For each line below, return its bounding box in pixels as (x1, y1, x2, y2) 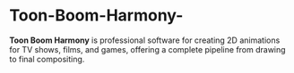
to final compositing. (9, 53, 85, 64)
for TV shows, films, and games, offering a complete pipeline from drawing (9, 44, 286, 54)
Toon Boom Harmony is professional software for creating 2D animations (9, 35, 281, 45)
